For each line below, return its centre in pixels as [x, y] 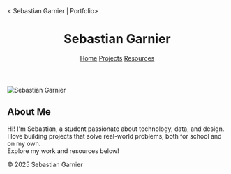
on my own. [24, 143]
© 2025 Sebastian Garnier [45, 164]
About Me [29, 112]
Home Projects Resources [117, 58]
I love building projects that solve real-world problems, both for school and [114, 136]
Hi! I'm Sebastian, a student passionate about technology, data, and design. [116, 129]
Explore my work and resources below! [64, 151]
